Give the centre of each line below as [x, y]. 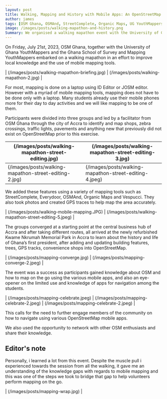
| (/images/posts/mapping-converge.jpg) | [48, 257]
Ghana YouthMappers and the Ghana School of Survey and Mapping [75, 52]
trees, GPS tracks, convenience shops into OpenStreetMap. [66, 248]
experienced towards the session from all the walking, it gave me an [75, 366]
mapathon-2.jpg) [22, 78]
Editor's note [26, 349]
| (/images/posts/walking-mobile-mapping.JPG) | [55, 212]
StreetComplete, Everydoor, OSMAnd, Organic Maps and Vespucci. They [80, 197]
